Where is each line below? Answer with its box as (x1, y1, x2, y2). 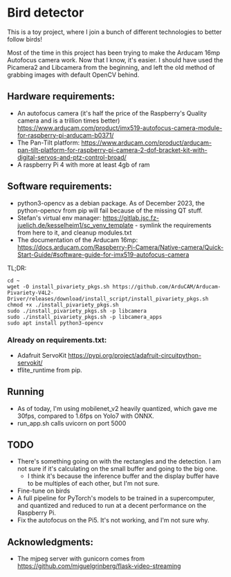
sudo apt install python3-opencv (7, 320, 104, 327)
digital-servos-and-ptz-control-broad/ (17, 153, 127, 161)
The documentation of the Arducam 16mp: (17, 235, 138, 244)
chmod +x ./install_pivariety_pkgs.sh (7, 301, 119, 309)
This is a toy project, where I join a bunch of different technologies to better (7, 28, 223, 36)
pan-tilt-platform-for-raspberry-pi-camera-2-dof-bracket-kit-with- (17, 145, 207, 154)
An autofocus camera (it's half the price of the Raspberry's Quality (17, 109, 207, 117)
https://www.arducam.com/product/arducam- (81, 138, 212, 147)
